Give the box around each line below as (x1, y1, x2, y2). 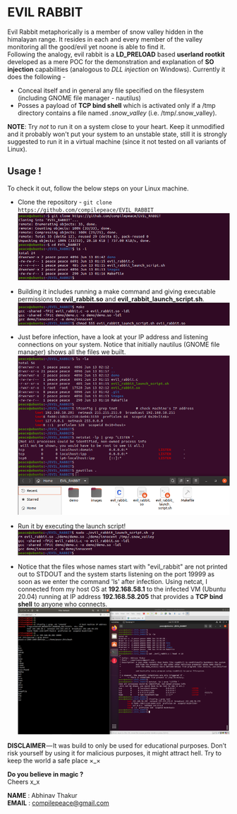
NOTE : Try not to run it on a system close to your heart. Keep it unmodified (7, 122, 224, 130)
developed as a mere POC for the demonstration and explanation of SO (7, 57, 214, 66)
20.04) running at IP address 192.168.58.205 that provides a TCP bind (17, 593, 224, 601)
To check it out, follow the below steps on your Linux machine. (7, 184, 189, 193)
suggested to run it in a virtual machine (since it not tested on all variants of (7, 137, 226, 145)
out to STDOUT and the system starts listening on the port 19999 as (17, 570, 215, 578)
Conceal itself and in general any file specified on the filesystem (17, 86, 205, 95)
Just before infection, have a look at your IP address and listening (17, 333, 208, 341)
